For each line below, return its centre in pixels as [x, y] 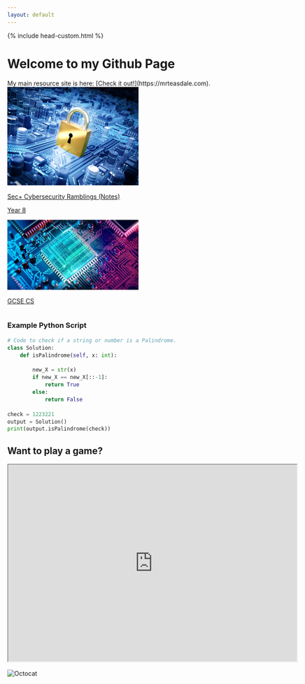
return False [63, 399]
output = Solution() [37, 422]
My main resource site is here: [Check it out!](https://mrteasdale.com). [109, 83]
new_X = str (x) [55, 370]
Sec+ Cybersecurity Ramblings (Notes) [64, 197]
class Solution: [31, 348]
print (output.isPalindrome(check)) [59, 429]
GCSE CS [21, 301]
